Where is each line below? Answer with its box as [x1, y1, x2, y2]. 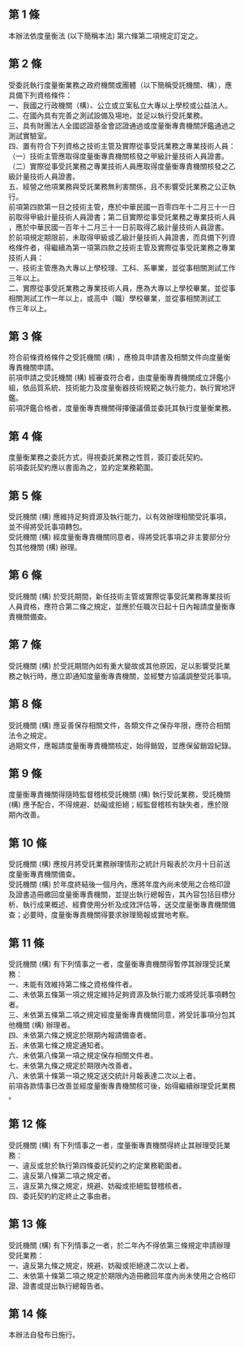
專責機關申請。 [8, 362, 58, 372]
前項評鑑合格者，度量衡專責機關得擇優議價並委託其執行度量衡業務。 [8, 403, 236, 413]
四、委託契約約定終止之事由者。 [8, 1191, 115, 1201]
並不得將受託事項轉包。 [8, 522, 87, 532]
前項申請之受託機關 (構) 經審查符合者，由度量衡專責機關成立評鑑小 [8, 373, 231, 383]
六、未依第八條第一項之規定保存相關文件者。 [8, 1050, 158, 1060]
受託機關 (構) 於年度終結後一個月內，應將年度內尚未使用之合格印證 [8, 880, 231, 890]
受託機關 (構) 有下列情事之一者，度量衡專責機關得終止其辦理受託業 [8, 1140, 231, 1150]
